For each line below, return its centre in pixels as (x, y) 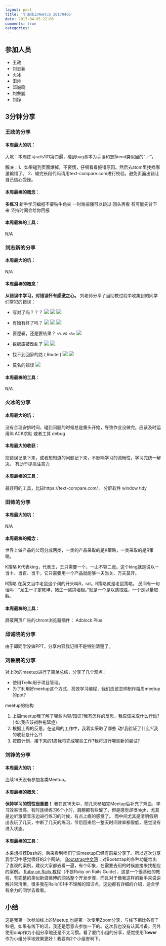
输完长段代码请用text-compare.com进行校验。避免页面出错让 (97, 174)
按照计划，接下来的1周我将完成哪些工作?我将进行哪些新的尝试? (76, 741)
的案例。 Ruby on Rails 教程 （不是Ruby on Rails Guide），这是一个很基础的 (81, 872)
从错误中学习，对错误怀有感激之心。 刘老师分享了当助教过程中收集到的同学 (82, 296)
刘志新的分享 (21, 248)
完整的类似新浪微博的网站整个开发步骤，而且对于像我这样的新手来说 (87, 878)
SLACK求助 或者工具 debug (37, 433)
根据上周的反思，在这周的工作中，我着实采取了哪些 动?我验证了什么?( (83, 728)
